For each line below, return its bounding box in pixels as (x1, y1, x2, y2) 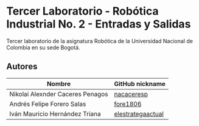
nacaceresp (114, 89, 148, 98)
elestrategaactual (114, 110, 164, 118)
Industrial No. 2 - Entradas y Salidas (6, 17, 191, 31)
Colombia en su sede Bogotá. (6, 44, 80, 51)
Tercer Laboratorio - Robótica (6, 4, 159, 18)
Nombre (46, 79, 71, 88)
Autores (6, 61, 38, 72)
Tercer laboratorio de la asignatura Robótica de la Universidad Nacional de (6, 37, 194, 44)
